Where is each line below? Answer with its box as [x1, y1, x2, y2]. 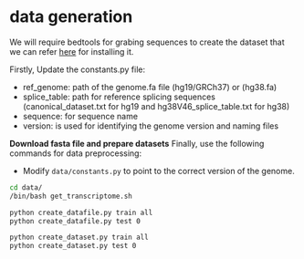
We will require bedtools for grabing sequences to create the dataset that [9, 36, 285, 47]
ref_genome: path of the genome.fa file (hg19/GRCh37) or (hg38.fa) [22, 81, 278, 92]
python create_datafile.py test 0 [9, 216, 142, 225]
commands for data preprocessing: [9, 148, 142, 159]
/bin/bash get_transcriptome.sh [9, 192, 132, 201]
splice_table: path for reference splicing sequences [22, 91, 216, 102]
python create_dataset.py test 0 [9, 242, 137, 251]
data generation [9, 6, 133, 27]
